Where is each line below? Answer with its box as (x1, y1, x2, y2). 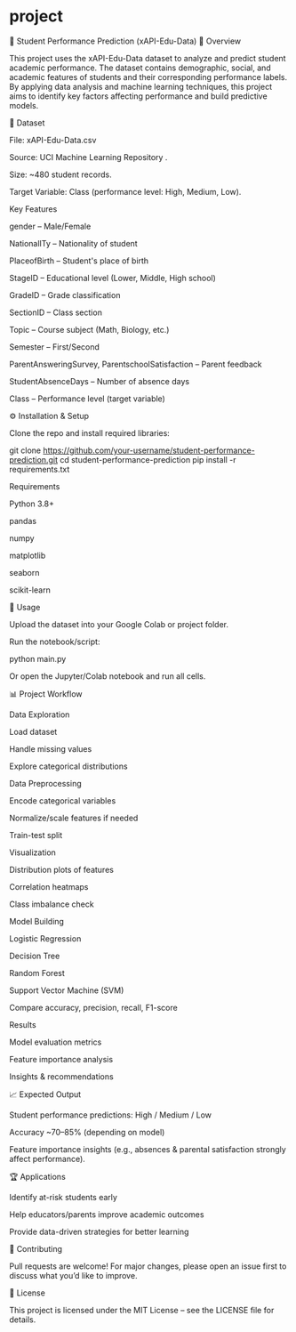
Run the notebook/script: (9, 636, 100, 647)
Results (9, 1019, 37, 1029)
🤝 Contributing (9, 1243, 63, 1254)
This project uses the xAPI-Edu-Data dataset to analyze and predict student (9, 52, 286, 63)
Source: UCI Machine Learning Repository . (9, 151, 168, 162)
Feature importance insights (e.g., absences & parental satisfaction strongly (9, 1143, 286, 1154)
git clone (9, 445, 42, 456)
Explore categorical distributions (9, 761, 128, 771)
